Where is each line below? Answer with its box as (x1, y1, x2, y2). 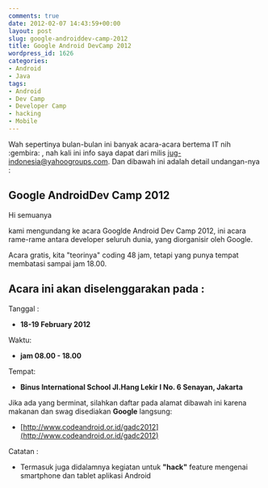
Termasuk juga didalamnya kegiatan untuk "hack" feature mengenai (19, 462, 249, 472)
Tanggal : (8, 303, 40, 313)
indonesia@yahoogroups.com (8, 156, 108, 166)
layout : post (8, 27, 52, 35)
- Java (8, 72, 31, 80)
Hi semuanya (8, 210, 52, 219)
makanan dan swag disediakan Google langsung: (8, 406, 173, 416)
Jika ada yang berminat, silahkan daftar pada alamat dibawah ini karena (8, 397, 247, 407)
